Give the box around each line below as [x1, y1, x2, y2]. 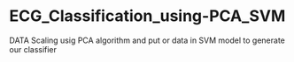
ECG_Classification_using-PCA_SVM [9, 6, 286, 26]
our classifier [9, 44, 58, 54]
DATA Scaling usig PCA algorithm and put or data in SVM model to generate [9, 35, 285, 45]
